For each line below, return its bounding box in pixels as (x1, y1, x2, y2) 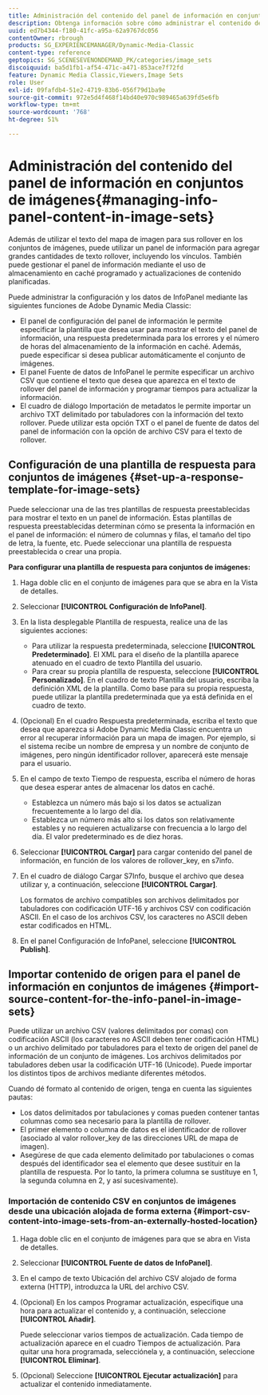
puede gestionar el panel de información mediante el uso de (8, 260, 206, 269)
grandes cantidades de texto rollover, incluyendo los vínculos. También (8, 251, 242, 260)
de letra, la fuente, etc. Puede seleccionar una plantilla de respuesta (8, 538, 232, 548)
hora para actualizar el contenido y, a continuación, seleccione (19, 1306, 227, 1315)
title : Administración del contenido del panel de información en (8, 11, 234, 20)
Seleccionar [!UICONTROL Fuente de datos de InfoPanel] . (19, 1258, 213, 1267)
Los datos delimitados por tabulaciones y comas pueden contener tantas (19, 1108, 260, 1118)
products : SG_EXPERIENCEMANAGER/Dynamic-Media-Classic (8, 42, 195, 50)
